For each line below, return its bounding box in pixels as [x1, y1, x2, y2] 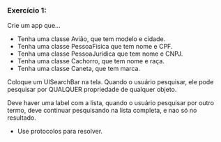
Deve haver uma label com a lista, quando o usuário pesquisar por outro [7, 99, 215, 107]
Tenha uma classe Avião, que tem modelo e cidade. [17, 35, 166, 43]
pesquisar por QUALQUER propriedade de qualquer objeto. [7, 86, 177, 94]
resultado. [7, 113, 36, 122]
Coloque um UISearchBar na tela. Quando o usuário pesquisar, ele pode [7, 78, 214, 86]
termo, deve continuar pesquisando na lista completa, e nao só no [7, 106, 197, 115]
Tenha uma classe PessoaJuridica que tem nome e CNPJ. [17, 49, 183, 58]
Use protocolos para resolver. [17, 127, 103, 136]
